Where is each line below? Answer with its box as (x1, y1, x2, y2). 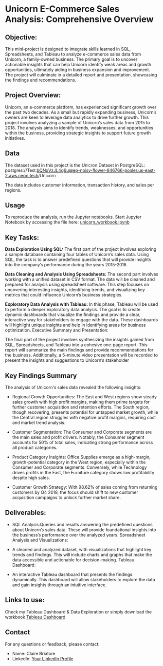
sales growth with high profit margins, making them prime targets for (12, 399, 150, 405)
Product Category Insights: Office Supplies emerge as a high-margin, (12, 454, 151, 460)
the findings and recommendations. (5, 77, 76, 83)
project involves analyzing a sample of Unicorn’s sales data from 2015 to (5, 119, 150, 125)
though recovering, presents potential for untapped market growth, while (12, 409, 158, 415)
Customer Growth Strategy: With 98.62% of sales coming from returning (12, 484, 158, 490)
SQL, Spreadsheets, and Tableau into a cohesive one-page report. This (5, 342, 147, 348)
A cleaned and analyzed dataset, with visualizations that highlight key (12, 546, 152, 552)
